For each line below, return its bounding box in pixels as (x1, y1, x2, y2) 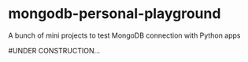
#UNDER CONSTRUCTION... (8, 46, 101, 55)
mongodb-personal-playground (8, 5, 221, 23)
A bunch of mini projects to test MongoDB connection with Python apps (8, 31, 241, 40)
